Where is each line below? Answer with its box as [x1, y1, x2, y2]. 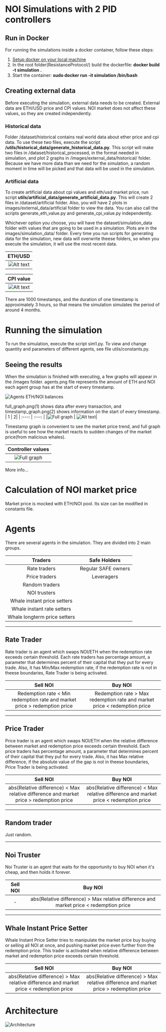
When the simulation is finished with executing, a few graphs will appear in [5, 373, 157, 380]
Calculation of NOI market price [5, 485, 137, 495]
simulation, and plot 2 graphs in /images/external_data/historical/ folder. [5, 155, 152, 161]
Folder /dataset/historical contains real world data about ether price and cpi [5, 134, 159, 140]
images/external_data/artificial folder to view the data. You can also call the [5, 205, 158, 211]
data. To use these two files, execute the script [5, 139, 100, 145]
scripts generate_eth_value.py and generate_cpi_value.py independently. [5, 210, 153, 216]
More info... [5, 467, 29, 473]
